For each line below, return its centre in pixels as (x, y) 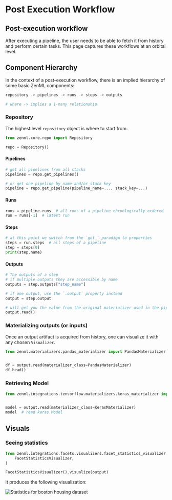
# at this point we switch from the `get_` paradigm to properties (79, 238)
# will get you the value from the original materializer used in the (82, 308)
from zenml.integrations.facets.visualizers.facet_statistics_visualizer (86, 453)
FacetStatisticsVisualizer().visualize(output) (57, 472)
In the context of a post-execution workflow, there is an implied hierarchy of (85, 80)
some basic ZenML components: (40, 85)
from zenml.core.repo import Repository (49, 138)
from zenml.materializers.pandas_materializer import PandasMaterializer (86, 352)
